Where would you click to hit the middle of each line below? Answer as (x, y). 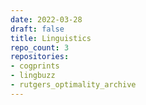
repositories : (40, 57)
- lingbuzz (33, 76)
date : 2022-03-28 (46, 19)
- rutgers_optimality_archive (73, 85)
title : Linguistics (51, 38)
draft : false (37, 29)
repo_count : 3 (40, 47)
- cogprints (35, 66)
